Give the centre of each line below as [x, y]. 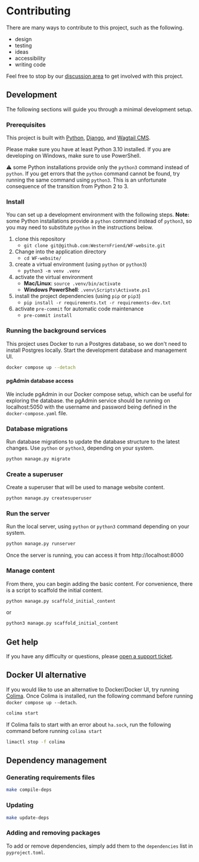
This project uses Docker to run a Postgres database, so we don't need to [97, 343]
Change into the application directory [60, 251]
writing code [30, 65]
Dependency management [57, 761]
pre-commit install [48, 316]
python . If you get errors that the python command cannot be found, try [93, 174]
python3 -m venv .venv [52, 271]
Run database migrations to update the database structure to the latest [93, 442]
